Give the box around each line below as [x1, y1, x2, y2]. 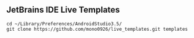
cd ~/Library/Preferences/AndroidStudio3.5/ [6, 21, 122, 27]
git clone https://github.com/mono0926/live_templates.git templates [6, 26, 188, 32]
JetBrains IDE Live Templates [6, 5, 120, 15]
